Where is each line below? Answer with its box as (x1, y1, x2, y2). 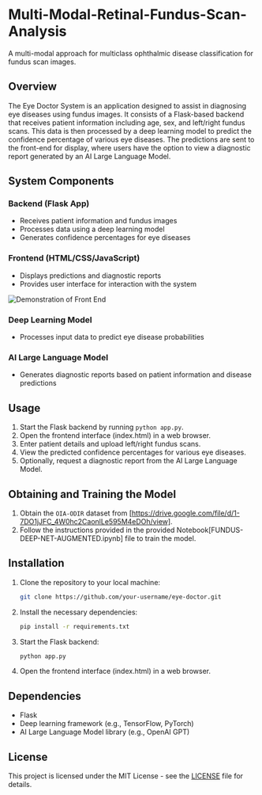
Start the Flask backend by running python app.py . (19, 422, 184, 432)
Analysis (8, 22, 67, 40)
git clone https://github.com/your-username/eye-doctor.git (19, 592, 222, 601)
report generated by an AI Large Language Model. (8, 151, 171, 161)
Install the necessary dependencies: (19, 607, 138, 617)
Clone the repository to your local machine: (19, 577, 160, 587)
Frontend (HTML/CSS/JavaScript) (8, 253, 140, 264)
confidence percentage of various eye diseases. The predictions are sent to (8, 135, 255, 144)
